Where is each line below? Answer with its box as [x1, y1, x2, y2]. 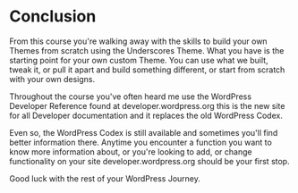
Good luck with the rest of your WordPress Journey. [9, 172, 201, 184]
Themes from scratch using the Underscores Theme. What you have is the [9, 45, 285, 55]
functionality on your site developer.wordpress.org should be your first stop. [9, 155, 290, 166]
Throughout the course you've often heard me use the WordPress [9, 91, 252, 102]
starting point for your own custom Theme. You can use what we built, [9, 55, 268, 65]
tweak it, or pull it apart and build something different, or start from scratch [9, 64, 285, 75]
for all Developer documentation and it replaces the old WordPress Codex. [9, 110, 284, 121]
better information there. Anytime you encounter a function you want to [9, 137, 273, 147]
